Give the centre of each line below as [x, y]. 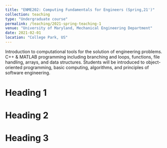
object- [153, 62]
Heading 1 [26, 93]
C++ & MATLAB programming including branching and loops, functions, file [83, 57]
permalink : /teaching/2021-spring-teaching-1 [53, 24]
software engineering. [28, 73]
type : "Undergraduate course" [37, 19]
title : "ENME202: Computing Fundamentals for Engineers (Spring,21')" [80, 10]
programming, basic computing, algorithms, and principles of [86, 67]
